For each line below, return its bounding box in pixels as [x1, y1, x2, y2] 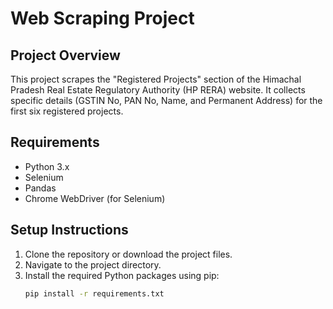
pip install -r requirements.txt [24, 288, 165, 299]
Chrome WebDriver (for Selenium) [24, 192, 166, 204]
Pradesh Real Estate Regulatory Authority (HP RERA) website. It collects [10, 84, 306, 96]
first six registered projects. [10, 105, 124, 117]
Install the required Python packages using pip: [24, 269, 220, 281]
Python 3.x [24, 160, 70, 172]
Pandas [24, 182, 57, 194]
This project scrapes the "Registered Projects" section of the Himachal [10, 73, 302, 85]
